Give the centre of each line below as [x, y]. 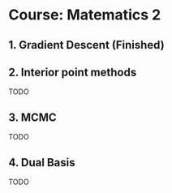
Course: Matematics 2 [85, 15]
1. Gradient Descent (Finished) [86, 45]
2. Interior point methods [73, 72]
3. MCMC [32, 117]
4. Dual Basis [42, 163]
